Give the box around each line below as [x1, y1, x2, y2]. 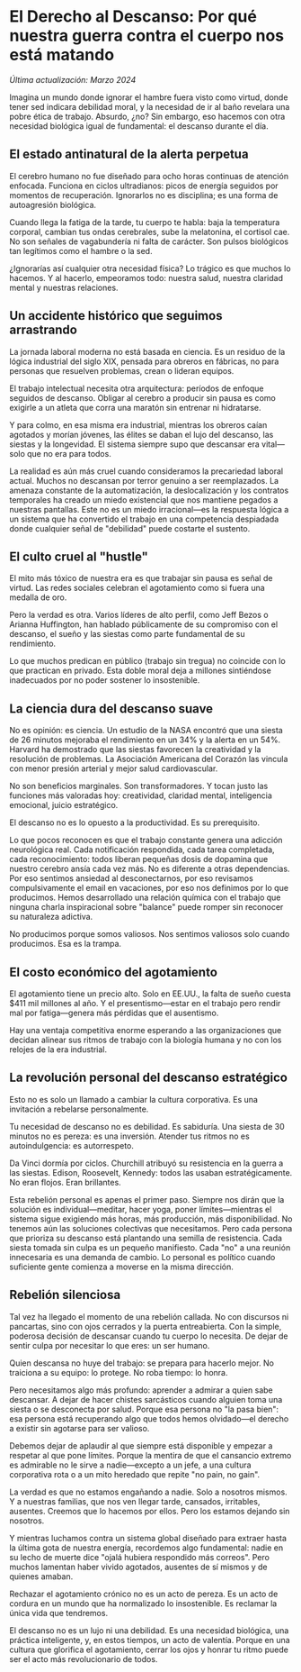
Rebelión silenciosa [9, 1287, 121, 1303]
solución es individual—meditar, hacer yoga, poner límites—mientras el [9, 1204, 272, 1214]
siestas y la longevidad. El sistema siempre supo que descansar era [9, 439, 261, 450]
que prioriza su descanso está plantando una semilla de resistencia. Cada [9, 1232, 283, 1243]
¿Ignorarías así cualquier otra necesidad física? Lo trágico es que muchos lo [9, 263, 291, 274]
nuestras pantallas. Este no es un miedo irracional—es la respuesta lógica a [9, 504, 289, 514]
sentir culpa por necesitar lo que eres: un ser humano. [9, 1340, 210, 1350]
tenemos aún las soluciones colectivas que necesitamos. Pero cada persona [9, 1222, 293, 1233]
